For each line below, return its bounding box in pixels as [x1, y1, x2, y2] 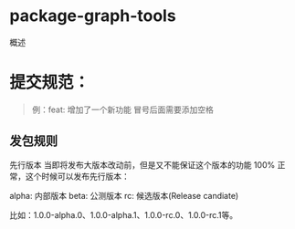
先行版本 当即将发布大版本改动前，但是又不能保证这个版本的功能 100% [9, 159, 276, 170]
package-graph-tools [9, 5, 176, 26]
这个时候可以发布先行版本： [25, 171, 130, 182]
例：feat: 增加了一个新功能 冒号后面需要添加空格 [31, 104, 215, 115]
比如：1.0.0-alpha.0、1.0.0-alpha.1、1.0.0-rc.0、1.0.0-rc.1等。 [9, 209, 238, 220]
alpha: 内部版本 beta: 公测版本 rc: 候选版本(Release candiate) [9, 190, 239, 201]
